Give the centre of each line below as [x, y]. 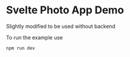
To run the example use [35, 37]
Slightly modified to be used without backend [61, 26]
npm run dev [20, 48]
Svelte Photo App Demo [65, 10]
